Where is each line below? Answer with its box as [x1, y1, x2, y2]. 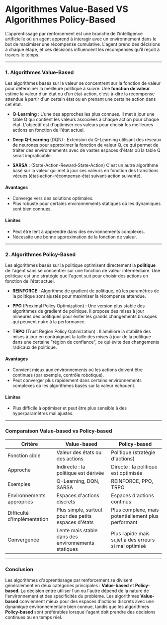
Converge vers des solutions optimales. [12, 196, 93, 202]
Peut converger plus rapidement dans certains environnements [12, 378, 142, 384]
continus [111, 498, 132, 505]
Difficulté [7, 509, 29, 516]
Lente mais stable [56, 527, 98, 534]
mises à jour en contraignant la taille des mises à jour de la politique [12, 333, 152, 340]
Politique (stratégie [111, 449, 156, 456]
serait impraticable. [12, 153, 52, 159]
